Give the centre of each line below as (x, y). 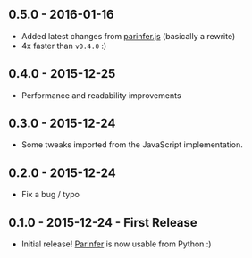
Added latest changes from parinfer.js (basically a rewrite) (128, 36)
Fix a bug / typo (50, 195)
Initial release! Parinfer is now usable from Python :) (116, 244)
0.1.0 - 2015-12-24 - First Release (103, 222)
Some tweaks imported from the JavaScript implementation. (132, 145)
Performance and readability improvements (101, 95)
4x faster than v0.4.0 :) (64, 46)
